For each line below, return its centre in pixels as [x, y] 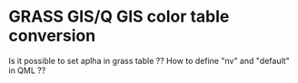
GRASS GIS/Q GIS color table [119, 17]
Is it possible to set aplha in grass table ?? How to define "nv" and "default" [149, 60]
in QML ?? [27, 70]
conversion [52, 36]
